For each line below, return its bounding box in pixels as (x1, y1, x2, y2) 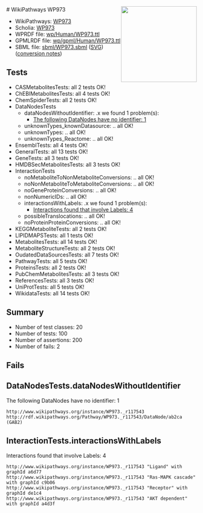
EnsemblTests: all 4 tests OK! (14, 141, 88, 149)
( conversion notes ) (14, 50, 62, 57)
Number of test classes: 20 (14, 323, 83, 330)
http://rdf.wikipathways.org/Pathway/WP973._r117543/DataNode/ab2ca (6, 414, 182, 420)
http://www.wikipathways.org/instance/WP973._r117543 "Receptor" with (6, 485, 188, 491)
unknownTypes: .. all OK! (24, 129, 86, 136)
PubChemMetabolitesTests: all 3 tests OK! (14, 270, 120, 278)
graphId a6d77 (6, 469, 42, 475)
